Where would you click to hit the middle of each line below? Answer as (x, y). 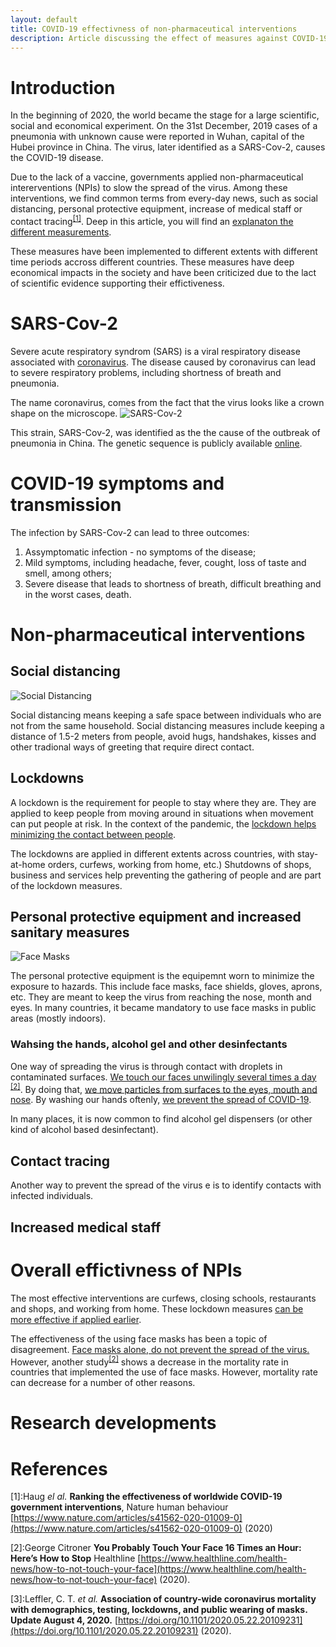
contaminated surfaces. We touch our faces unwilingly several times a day (163, 1077)
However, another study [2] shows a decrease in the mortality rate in (149, 1361)
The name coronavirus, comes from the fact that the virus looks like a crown (167, 402)
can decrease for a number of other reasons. (103, 1383)
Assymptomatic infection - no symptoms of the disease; (140, 552)
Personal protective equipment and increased (156, 917)
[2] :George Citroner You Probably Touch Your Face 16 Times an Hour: (156, 1548)
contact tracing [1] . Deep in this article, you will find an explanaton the (152, 220)
